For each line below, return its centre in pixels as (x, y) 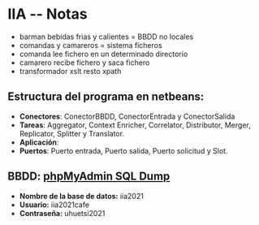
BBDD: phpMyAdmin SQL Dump (89, 177)
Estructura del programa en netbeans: (106, 97)
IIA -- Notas (47, 14)
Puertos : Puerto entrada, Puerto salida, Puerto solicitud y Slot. (123, 150)
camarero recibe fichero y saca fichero (84, 63)
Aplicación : (39, 142)
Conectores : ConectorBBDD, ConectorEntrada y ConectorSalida (127, 116)
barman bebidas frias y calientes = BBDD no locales (106, 37)
